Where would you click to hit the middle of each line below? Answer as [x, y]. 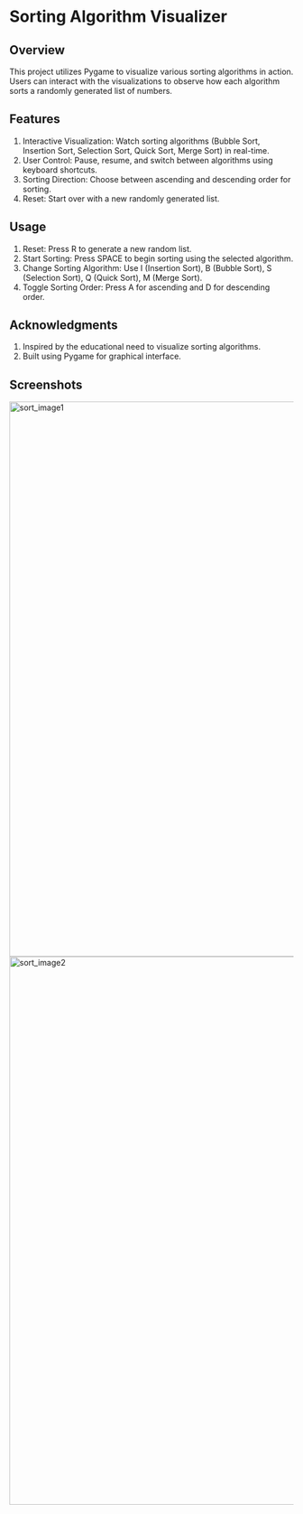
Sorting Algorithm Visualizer [119, 17]
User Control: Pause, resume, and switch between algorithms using [147, 160]
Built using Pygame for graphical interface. [102, 356]
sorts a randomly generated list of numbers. [91, 91]
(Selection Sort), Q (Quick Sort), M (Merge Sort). [112, 277]
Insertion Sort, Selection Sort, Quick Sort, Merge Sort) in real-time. [146, 150]
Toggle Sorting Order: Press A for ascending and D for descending [146, 287]
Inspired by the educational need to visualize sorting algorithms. [142, 347]
